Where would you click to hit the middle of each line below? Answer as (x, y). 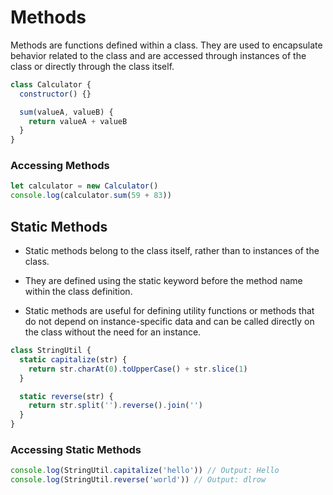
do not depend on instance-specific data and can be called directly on (169, 322)
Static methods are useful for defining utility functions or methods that (169, 311)
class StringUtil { (51, 351)
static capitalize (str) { (73, 359)
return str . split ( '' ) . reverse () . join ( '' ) (115, 406)
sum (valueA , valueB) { (66, 112)
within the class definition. (78, 292)
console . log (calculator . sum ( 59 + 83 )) (91, 196)
